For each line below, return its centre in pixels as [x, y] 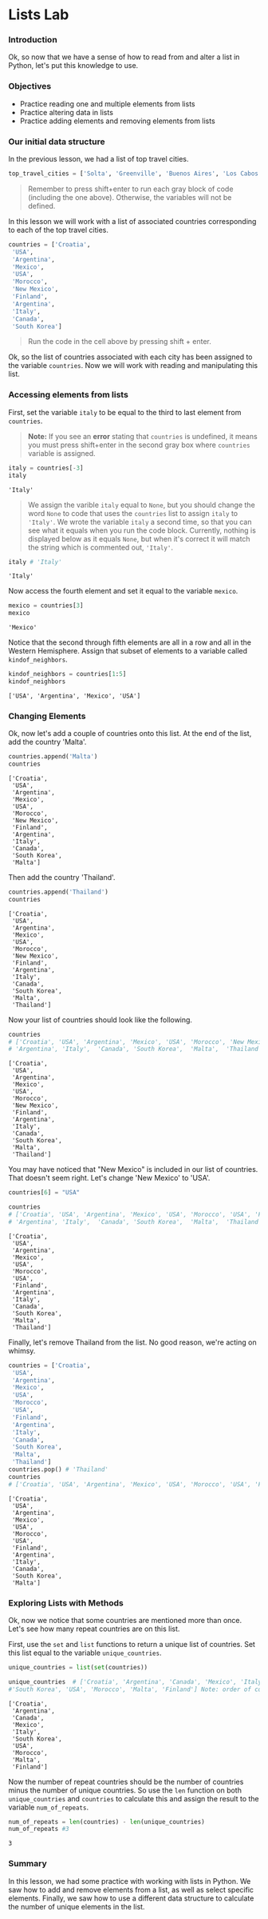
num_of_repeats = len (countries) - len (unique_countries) [106, 1821]
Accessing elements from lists [69, 395]
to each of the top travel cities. [59, 230]
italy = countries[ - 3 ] [46, 468]
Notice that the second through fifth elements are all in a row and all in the [130, 642]
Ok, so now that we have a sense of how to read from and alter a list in [124, 57]
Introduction [33, 40]
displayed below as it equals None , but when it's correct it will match [139, 538]
